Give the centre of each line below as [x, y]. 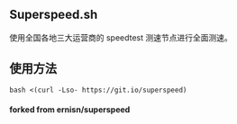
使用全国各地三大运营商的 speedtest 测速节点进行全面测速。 [121, 37]
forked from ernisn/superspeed [70, 110]
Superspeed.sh [54, 15]
